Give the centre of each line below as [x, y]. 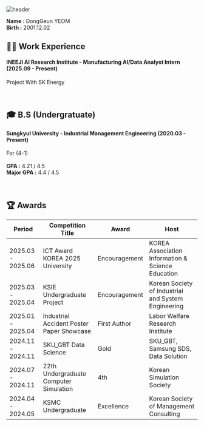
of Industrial [166, 291]
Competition [67, 225]
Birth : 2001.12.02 [28, 28]
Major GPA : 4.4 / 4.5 [33, 172]
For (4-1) [17, 153]
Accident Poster [66, 323]
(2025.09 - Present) [32, 68]
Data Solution [168, 356]
